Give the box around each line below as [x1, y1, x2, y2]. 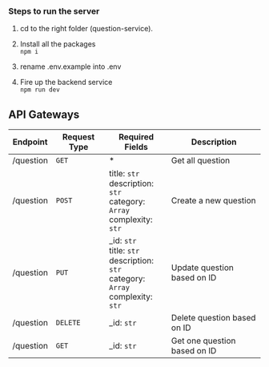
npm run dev [19, 86, 60, 94]
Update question [171, 262, 234, 273]
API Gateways [8, 107, 80, 121]
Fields [124, 142, 148, 153]
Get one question [171, 335, 236, 346]
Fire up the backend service [19, 78, 113, 87]
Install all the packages [19, 39, 96, 49]
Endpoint [12, 136, 48, 147]
